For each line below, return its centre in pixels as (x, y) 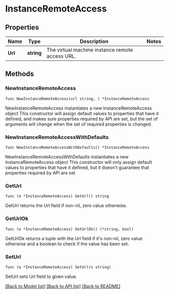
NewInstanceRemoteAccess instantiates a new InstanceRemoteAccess (79, 108)
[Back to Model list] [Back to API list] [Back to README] (63, 286)
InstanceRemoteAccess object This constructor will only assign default (79, 162)
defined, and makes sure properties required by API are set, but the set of (82, 119)
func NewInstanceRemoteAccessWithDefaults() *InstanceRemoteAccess (77, 147)
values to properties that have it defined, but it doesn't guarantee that (77, 167)
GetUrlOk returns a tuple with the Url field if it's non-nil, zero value (74, 238)
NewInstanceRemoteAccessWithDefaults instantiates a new (67, 157)
